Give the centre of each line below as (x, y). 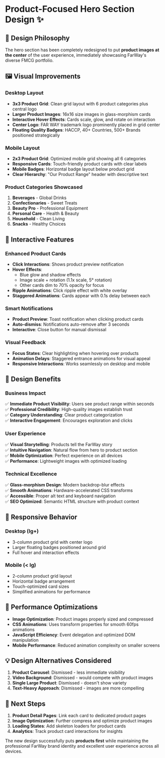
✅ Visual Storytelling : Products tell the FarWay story (59, 444)
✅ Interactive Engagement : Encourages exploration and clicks (69, 420)
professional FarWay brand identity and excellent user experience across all (82, 746)
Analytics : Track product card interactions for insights (67, 731)
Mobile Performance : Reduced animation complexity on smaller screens (86, 645)
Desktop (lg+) (22, 531)
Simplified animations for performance (51, 591)
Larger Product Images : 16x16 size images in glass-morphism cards (82, 114)
